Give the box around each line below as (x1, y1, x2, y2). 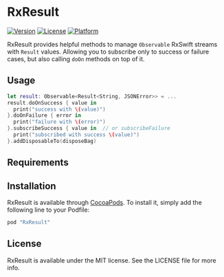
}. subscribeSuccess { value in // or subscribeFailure (7, 125, 170, 132)
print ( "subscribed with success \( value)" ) (13, 131, 139, 138)
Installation (7, 180, 56, 192)
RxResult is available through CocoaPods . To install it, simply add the (7, 198, 203, 206)
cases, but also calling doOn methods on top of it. (7, 54, 145, 63)
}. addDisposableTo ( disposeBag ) (7, 137, 97, 144)
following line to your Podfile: (7, 206, 90, 214)
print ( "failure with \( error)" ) (13, 118, 107, 126)
